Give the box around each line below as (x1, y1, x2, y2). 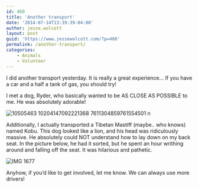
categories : (6, 47, 35, 53)
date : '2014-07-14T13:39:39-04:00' (6, 19, 94, 25)
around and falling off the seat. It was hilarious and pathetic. (6, 146, 152, 153)
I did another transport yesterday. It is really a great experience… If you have (6, 74, 193, 81)
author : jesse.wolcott (6, 25, 62, 31)
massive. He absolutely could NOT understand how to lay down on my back (6, 133, 191, 140)
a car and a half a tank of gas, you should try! (6, 80, 117, 87)
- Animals (17, 53, 41, 58)
